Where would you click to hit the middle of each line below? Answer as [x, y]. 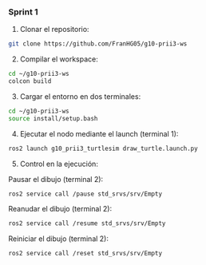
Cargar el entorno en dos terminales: [80, 96]
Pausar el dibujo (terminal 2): [56, 179]
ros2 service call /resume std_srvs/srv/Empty [87, 223]
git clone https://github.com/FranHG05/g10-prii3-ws [98, 44]
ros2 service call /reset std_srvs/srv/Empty [85, 254]
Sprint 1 [23, 12]
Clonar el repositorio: [54, 30]
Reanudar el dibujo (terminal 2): [60, 209]
